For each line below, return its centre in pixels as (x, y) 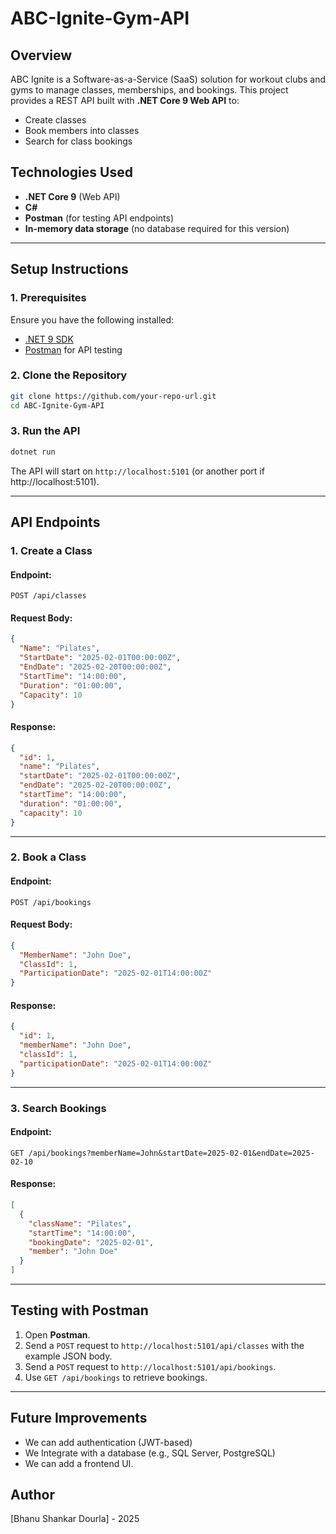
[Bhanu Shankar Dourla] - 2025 (75, 1519)
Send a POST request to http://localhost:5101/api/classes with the (164, 1345)
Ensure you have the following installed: (92, 319)
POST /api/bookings (51, 902)
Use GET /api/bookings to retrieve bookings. (116, 1377)
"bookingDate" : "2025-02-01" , (91, 1242)
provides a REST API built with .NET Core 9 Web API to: (125, 100)
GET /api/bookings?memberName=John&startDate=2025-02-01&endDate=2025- (162, 1153)
